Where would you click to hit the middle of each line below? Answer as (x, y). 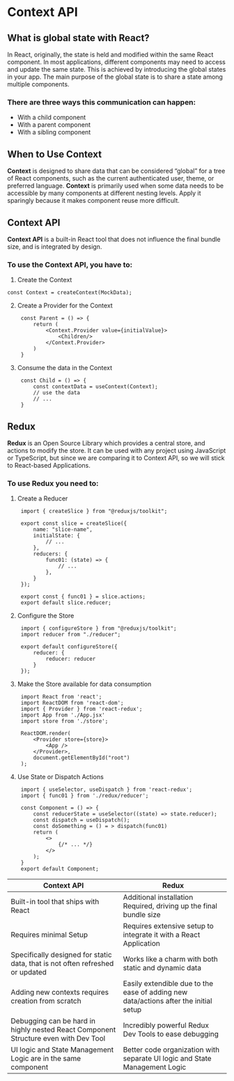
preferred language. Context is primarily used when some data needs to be (116, 186)
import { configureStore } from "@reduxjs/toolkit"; (99, 629)
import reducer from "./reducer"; (71, 635)
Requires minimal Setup (49, 935)
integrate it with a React (162, 935)
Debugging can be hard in (53, 1021)
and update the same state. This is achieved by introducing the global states (117, 69)
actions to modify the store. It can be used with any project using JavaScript (117, 451)
